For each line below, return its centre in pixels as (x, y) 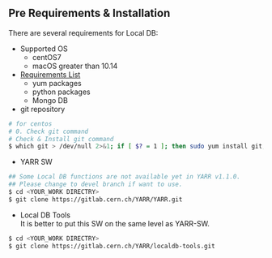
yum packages (57, 83)
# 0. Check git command (49, 131)
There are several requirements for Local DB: (83, 32)
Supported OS (44, 49)
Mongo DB (50, 100)
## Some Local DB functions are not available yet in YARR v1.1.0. (125, 177)
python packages (61, 92)
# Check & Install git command (61, 139)
